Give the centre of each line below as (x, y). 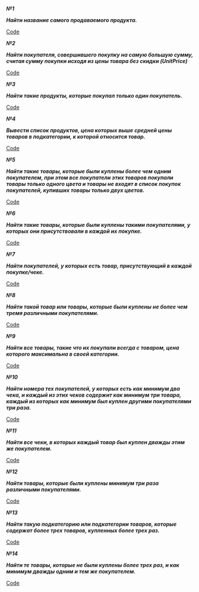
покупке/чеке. (25, 272)
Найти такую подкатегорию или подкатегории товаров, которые (91, 524)
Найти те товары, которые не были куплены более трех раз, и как (93, 565)
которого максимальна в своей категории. (63, 354)
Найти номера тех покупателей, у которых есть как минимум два (93, 389)
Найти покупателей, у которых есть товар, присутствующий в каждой (99, 266)
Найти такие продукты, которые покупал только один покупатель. (94, 96)
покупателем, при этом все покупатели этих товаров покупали (90, 177)
